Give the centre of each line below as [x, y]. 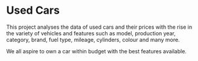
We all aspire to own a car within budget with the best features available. [97, 51]
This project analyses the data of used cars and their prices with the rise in [99, 27]
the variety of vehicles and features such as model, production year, [91, 33]
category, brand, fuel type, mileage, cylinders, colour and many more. [93, 39]
